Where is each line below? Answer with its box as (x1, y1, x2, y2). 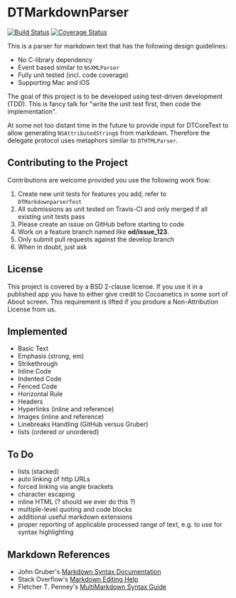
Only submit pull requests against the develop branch (17, 234, 174, 243)
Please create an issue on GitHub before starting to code (17, 220, 185, 228)
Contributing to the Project (7, 157, 128, 169)
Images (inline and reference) (17, 413, 104, 421)
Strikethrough (17, 359, 58, 368)
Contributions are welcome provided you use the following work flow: (7, 175, 211, 184)
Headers (17, 397, 43, 406)
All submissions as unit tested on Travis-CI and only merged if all (17, 205, 208, 213)
